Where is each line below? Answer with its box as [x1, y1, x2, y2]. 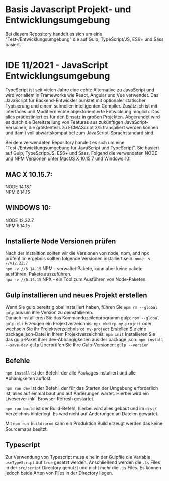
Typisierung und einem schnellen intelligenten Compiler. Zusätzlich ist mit [5, 102, 157, 109]
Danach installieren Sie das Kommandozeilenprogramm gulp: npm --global [5, 315, 160, 321]
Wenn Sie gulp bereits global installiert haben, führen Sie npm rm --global [5, 304, 158, 310]
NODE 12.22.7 [5, 217, 34, 223]
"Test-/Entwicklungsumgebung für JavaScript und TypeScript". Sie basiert [5, 145, 159, 151]
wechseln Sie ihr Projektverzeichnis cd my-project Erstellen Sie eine [5, 326, 147, 332]
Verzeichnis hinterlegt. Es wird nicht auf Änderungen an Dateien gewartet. [5, 410, 159, 417]
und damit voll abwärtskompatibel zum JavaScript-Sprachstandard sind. [5, 130, 155, 136]
